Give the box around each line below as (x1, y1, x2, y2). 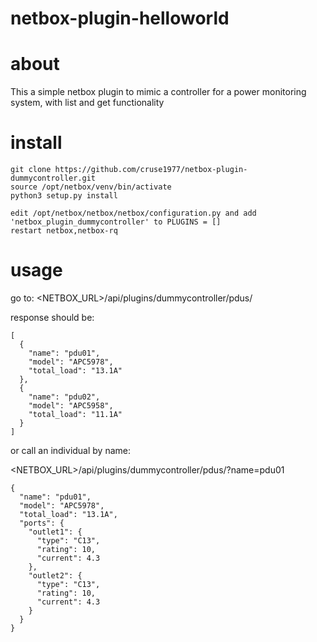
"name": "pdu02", (28, 392, 101, 402)
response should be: (10, 312, 95, 323)
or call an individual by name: (10, 445, 132, 456)
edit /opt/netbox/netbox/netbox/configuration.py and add (10, 208, 257, 219)
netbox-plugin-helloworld (10, 7, 230, 30)
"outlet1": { (28, 527, 83, 537)
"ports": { (19, 518, 65, 528)
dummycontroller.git (10, 173, 97, 184)
